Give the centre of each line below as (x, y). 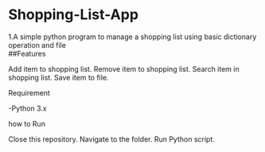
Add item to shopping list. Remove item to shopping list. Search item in (124, 68)
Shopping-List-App (74, 15)
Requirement (29, 92)
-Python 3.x (27, 108)
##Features (27, 53)
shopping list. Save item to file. (58, 77)
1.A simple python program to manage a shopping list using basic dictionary (132, 37)
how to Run (27, 123)
